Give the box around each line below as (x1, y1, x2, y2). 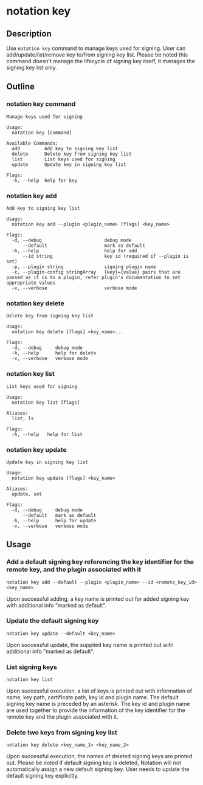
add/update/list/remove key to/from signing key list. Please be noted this (6, 51, 188, 58)
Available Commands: (6, 140, 59, 147)
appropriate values (6, 280, 56, 286)
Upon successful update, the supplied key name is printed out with (6, 641, 174, 648)
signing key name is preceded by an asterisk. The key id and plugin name (6, 700, 190, 708)
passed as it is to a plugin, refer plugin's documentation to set (6, 274, 181, 280)
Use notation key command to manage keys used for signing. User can (6, 44, 186, 52)
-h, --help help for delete (12, 350, 97, 356)
